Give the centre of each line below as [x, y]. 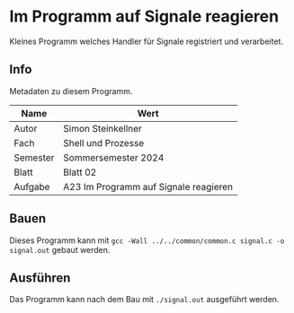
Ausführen [40, 278]
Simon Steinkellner [102, 128]
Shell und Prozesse [103, 143]
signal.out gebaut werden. [60, 249]
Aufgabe [32, 187]
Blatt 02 [80, 172]
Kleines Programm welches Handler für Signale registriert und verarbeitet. [147, 41]
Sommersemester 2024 [113, 157]
